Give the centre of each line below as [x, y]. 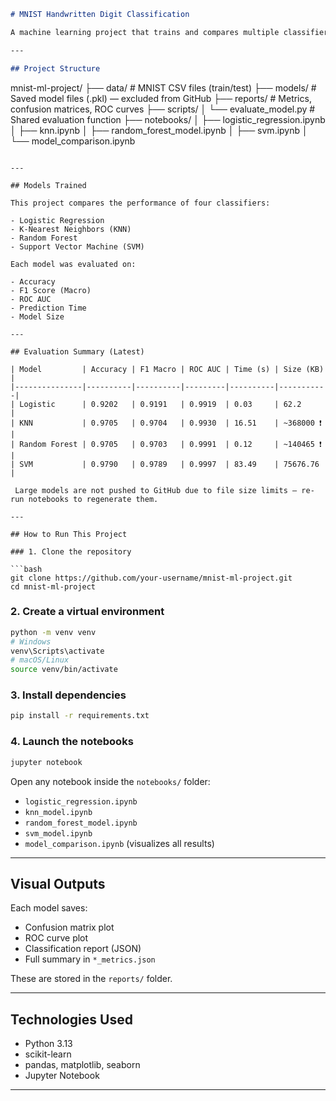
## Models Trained [48, 185]
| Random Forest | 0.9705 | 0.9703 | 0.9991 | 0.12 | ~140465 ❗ [166, 444]
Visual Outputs [58, 883]
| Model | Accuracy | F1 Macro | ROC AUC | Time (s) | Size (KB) [167, 369]
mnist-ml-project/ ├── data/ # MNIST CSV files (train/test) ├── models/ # [163, 87]
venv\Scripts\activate [57, 651]
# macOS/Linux [40, 660]
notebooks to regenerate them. [93, 499]
